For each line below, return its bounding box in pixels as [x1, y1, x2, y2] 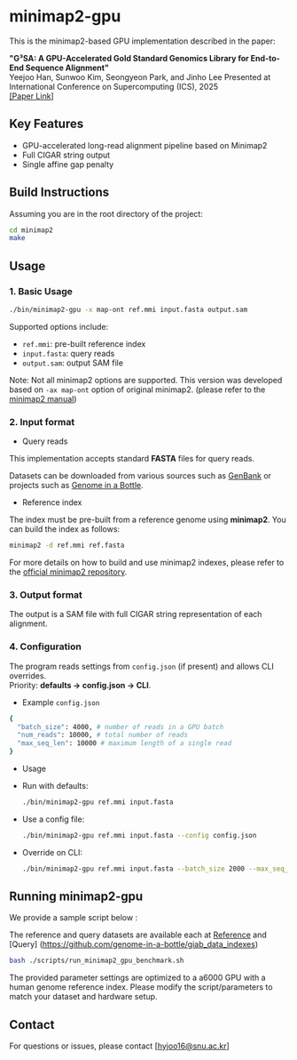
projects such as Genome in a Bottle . [9, 480, 144, 491]
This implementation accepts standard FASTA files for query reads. [9, 454, 255, 464]
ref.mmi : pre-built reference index [21, 338, 146, 349]
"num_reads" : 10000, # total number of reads [17, 731, 189, 740]
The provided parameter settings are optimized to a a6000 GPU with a [9, 972, 266, 984]
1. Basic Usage [9, 285, 74, 297]
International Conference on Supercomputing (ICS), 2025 [9, 81, 219, 92]
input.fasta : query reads [21, 348, 115, 358]
